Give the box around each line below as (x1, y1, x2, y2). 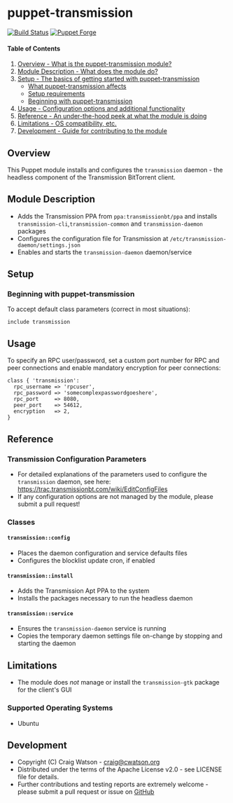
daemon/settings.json (17, 242, 80, 249)
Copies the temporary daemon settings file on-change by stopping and (17, 632, 223, 640)
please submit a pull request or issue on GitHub (17, 788, 155, 796)
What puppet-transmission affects (27, 82, 127, 90)
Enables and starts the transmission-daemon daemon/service (17, 247, 192, 256)
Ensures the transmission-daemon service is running (17, 624, 167, 633)
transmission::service (7, 610, 73, 617)
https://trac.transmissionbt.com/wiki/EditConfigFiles (17, 485, 168, 493)
